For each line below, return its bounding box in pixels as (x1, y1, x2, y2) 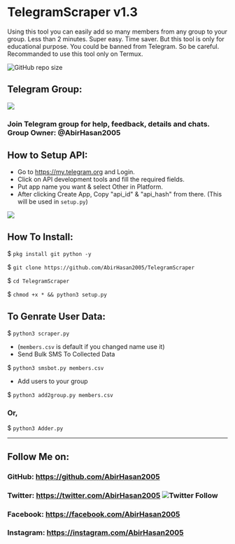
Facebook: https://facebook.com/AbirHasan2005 (7, 509, 180, 519)
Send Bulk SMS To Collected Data (17, 350, 115, 359)
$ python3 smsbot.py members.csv (7, 364, 104, 372)
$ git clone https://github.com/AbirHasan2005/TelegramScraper (7, 263, 195, 271)
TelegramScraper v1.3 (7, 4, 138, 20)
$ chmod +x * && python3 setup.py (7, 290, 107, 299)
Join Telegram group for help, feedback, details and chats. (7, 119, 210, 129)
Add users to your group (17, 377, 89, 385)
